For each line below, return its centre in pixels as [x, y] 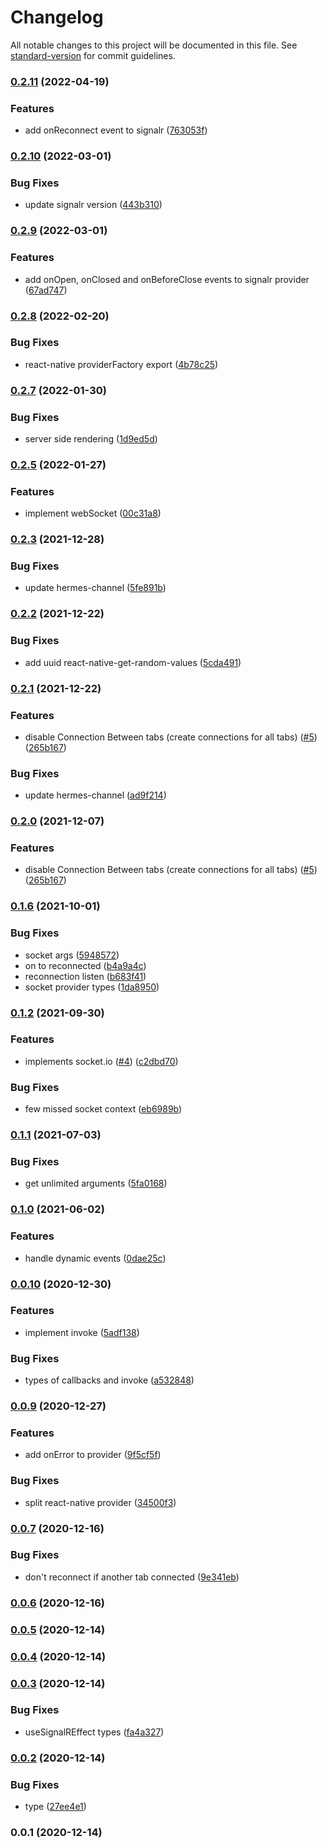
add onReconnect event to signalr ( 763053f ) [116, 130]
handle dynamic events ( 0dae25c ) [95, 1258]
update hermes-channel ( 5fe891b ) [95, 588]
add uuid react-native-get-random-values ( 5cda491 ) [133, 662]
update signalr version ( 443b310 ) [93, 205]
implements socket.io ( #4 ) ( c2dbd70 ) [101, 1061]
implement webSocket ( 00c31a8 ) [93, 513]
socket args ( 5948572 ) [72, 955]
